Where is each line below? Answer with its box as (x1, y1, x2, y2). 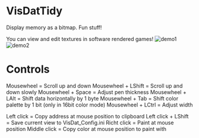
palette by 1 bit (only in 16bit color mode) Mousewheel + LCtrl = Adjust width (6, 101, 193, 108)
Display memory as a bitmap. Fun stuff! (6, 24, 102, 31)
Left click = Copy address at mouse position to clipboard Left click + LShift (6, 112, 189, 120)
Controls (6, 62, 50, 76)
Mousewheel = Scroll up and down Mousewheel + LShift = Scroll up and (6, 82, 183, 89)
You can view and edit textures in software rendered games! (6, 35, 154, 42)
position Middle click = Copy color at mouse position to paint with (6, 125, 167, 132)
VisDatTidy (6, 4, 63, 18)
